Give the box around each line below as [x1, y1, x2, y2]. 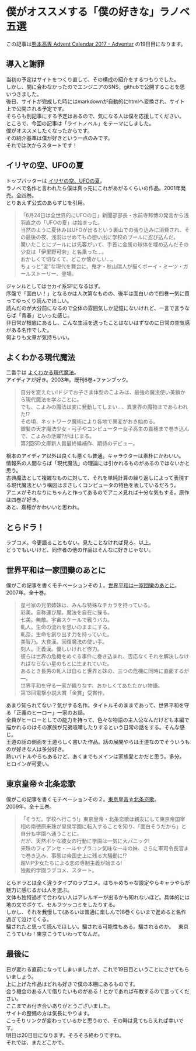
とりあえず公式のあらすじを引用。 [6, 199, 88, 206]
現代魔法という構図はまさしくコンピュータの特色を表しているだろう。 [10, 482, 179, 489]
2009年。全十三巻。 [6, 803, 55, 810]
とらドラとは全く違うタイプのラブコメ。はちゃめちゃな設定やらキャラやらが [6, 879, 190, 886]
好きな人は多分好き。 [16, 746, 68, 753]
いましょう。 [6, 973, 37, 980]
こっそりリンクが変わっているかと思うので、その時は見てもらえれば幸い [6, 1016, 179, 1024]
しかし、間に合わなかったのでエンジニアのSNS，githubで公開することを [6, 83, 180, 90]
